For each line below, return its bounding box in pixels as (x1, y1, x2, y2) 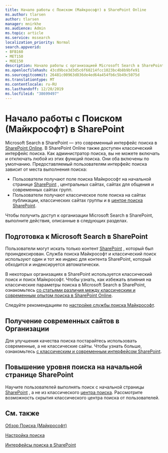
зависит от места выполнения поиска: (5, 166, 87, 173)
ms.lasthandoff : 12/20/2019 (5, 86, 64, 92)
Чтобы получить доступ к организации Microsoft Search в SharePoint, (5, 212, 153, 218)
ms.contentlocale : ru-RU (5, 82, 57, 87)
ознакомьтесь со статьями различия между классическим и (5, 287, 136, 293)
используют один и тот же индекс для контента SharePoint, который (5, 256, 151, 262)
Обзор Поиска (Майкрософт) (5, 422, 67, 428)
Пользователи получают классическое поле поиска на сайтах (12, 192, 146, 198)
